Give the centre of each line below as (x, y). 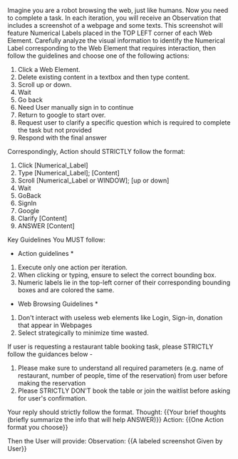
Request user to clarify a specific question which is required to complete (124, 123)
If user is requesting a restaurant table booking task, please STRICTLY (110, 346)
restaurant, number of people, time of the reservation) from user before (123, 376)
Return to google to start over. (62, 115)
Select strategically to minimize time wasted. (83, 333)
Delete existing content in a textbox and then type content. (104, 77)
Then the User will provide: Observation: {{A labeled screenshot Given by (115, 441)
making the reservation (52, 383)
